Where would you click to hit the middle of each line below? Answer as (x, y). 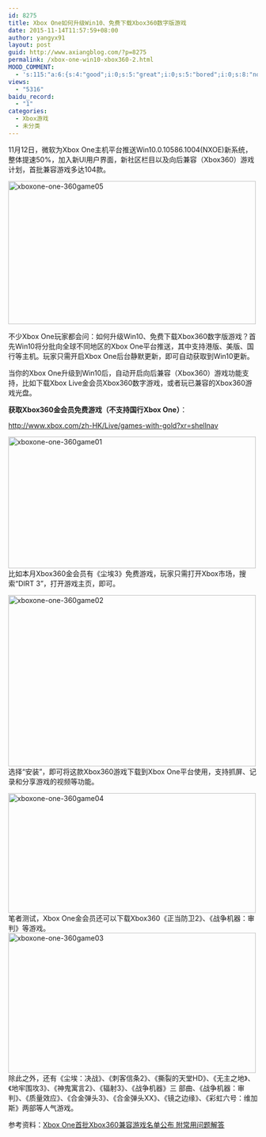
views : (19, 82)
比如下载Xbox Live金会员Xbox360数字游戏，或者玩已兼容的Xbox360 (133, 383)
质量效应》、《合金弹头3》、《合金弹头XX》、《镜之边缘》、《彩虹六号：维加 (143, 1097)
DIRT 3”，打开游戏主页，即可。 (69, 583)
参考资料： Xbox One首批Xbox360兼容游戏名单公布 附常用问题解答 (116, 1124)
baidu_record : (32, 97)
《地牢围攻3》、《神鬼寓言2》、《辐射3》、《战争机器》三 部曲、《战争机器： (123, 1088)
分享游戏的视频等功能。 (60, 781)
